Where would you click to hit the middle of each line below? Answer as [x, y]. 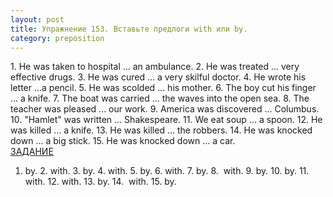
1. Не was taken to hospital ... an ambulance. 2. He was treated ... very [155, 67]
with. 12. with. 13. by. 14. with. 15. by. [100, 182]
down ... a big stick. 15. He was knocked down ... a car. [123, 141]
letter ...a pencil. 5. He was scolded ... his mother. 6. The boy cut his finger [163, 88]
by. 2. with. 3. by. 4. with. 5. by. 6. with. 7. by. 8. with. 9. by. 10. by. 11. [167, 171]
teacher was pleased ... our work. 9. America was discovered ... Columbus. [165, 109]
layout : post [37, 19]
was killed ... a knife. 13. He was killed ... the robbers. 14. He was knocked [161, 130]
